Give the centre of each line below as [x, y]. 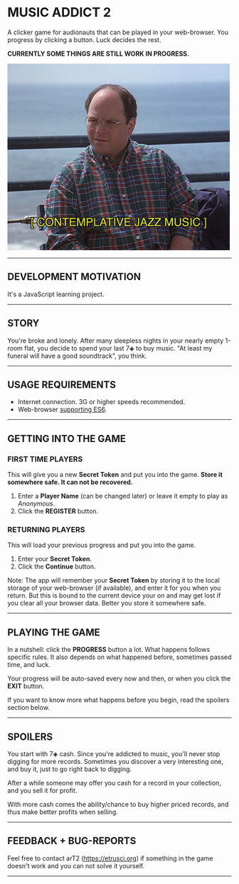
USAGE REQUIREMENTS [62, 385]
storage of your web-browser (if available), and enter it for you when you [114, 588]
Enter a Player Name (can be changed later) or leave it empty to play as [123, 496]
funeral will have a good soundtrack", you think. [77, 356]
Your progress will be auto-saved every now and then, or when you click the [119, 678]
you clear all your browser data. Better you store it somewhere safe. [107, 603]
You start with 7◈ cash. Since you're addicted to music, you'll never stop [114, 753]
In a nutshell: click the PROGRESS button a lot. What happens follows [109, 650]
